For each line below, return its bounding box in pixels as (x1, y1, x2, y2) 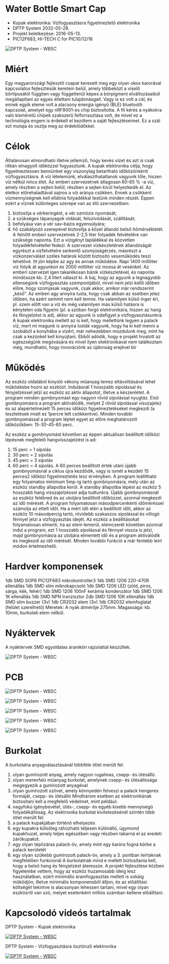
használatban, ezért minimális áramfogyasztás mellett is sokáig (12, 873, 144, 879)
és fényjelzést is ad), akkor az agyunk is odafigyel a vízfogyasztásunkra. (12, 312, 163, 318)
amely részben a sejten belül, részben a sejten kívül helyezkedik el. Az (5, 184, 151, 190)
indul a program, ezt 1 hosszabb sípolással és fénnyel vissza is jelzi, (12, 527, 153, 533)
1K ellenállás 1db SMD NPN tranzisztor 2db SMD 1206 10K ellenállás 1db (5, 593, 154, 599)
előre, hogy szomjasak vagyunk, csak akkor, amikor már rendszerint (12, 285, 154, 291)
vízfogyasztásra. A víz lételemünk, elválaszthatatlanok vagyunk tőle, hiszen (5, 173, 162, 179)
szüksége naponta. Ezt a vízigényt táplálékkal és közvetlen (12, 237, 135, 243)
